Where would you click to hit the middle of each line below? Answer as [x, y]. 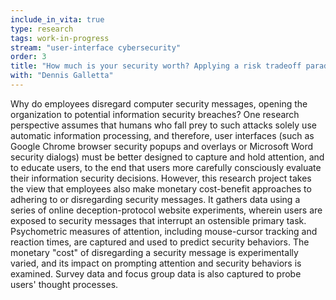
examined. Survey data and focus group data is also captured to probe [156, 273]
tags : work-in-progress [60, 38]
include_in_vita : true [57, 19]
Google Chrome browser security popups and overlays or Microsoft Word [161, 146]
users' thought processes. [64, 284]
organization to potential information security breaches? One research [155, 114]
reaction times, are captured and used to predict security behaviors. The [160, 242]
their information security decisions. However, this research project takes [161, 178]
